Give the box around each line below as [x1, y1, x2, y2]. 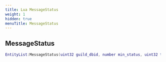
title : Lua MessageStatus [5, 7, 58, 12]
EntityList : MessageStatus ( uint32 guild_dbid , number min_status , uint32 [5, 52, 158, 57]
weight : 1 [5, 12, 26, 17]
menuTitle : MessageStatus [5, 21, 58, 26]
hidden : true [5, 16, 32, 21]
